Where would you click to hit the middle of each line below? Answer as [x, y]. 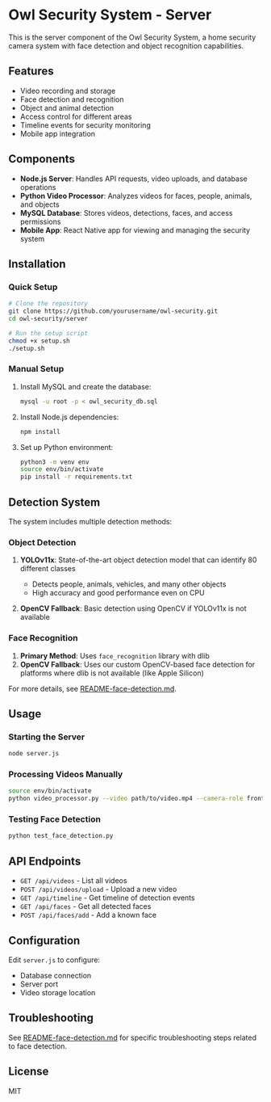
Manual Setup [36, 369]
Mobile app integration [57, 133]
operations [38, 187]
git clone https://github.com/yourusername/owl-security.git [113, 311]
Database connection [56, 975]
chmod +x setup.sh [39, 341]
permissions [40, 221]
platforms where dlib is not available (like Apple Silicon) [112, 673]
